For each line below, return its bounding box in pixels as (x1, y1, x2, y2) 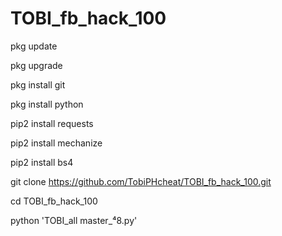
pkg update (10, 40, 58, 52)
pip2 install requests (10, 117, 94, 129)
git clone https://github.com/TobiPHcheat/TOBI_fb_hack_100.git (10, 175, 272, 187)
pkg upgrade (10, 59, 63, 71)
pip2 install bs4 (10, 156, 74, 168)
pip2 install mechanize (10, 137, 103, 149)
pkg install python (10, 98, 84, 110)
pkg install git (10, 78, 66, 91)
